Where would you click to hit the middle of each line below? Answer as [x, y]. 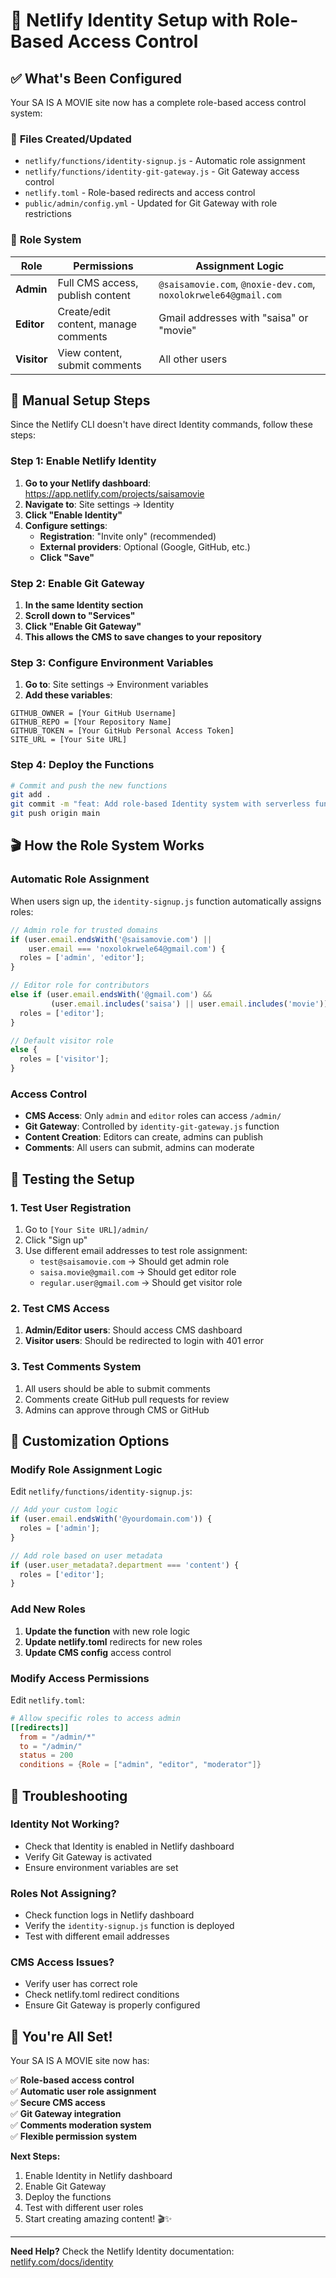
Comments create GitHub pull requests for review [127, 1399]
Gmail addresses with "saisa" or [233, 317]
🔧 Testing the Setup [72, 1179]
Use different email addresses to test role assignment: [136, 1251]
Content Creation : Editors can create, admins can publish [144, 1137]
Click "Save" [67, 557]
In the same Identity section [84, 605]
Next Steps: [35, 2156]
